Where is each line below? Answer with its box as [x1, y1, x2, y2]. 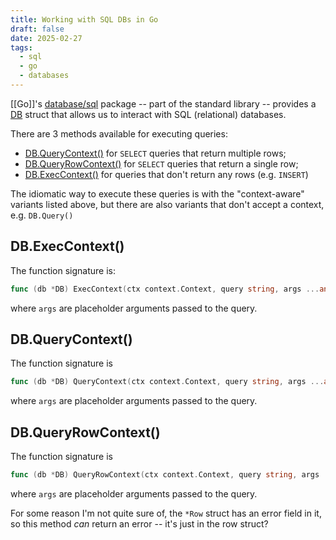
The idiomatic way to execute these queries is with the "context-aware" [10, 187, 305, 200]
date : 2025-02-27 [10, 33, 83, 43]
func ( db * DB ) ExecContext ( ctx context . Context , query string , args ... [10, 284, 320, 294]
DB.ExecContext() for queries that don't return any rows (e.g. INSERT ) [24, 168, 309, 180]
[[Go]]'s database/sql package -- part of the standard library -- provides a [10, 97, 317, 110]
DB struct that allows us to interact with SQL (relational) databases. [10, 108, 287, 120]
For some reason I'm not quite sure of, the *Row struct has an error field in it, [10, 507, 322, 519]
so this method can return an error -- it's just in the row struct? [10, 517, 269, 530]
